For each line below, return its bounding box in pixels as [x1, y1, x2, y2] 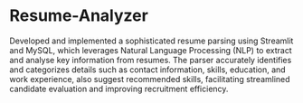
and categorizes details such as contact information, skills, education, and [9, 64, 287, 75]
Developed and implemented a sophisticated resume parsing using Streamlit [9, 35, 294, 46]
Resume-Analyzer [9, 5, 149, 26]
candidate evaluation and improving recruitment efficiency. [9, 83, 229, 94]
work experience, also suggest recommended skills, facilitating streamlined [9, 73, 291, 84]
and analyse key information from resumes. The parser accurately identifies [9, 54, 292, 65]
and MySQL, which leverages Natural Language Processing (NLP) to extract [9, 44, 292, 55]
